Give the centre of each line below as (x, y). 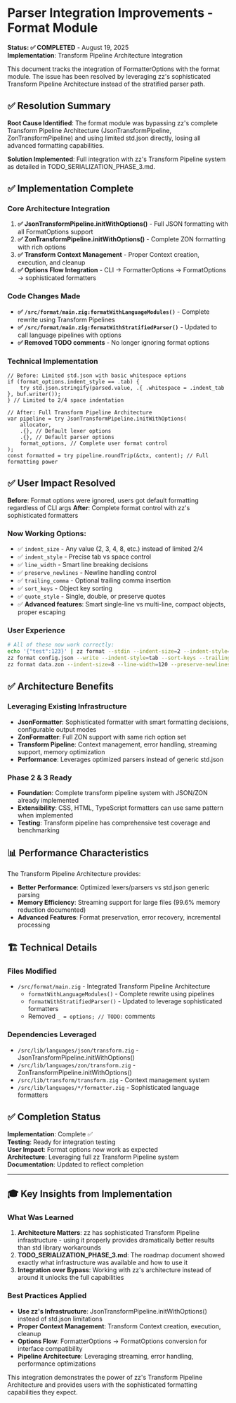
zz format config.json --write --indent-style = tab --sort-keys (102, 658)
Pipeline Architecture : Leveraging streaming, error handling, (105, 1356)
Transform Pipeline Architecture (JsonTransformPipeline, (90, 130)
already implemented (48, 800)
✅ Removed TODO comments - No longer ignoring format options (113, 342)
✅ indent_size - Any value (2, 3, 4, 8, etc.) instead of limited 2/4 (110, 549)
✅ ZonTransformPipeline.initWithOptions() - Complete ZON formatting (122, 239)
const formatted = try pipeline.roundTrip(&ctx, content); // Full (108, 456)
